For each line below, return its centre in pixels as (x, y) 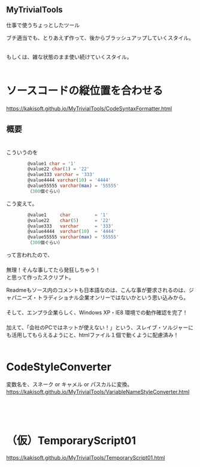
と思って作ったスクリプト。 (40, 277)
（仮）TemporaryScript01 (71, 441)
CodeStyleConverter (59, 367)
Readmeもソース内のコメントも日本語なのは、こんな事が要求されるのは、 (98, 290)
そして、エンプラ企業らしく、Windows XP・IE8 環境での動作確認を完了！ (97, 313)
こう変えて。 (22, 204)
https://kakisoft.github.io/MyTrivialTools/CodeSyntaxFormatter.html (89, 108)
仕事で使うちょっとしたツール (43, 25)
